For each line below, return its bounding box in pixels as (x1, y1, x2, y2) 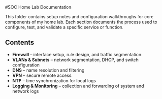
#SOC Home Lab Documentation (5, 4, 71, 10)
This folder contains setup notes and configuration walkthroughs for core (5, 14, 154, 19)
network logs (12, 88, 39, 94)
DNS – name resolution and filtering (12, 67, 85, 73)
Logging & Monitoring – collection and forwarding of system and (12, 83, 144, 89)
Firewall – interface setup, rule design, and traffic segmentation (12, 51, 142, 57)
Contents (5, 38, 34, 47)
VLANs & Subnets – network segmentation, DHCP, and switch (12, 57, 139, 63)
